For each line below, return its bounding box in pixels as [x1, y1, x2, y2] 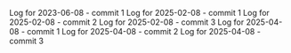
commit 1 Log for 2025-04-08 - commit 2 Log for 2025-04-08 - [26, 26, 261, 36]
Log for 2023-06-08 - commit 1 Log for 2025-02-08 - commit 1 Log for [9, 8, 270, 18]
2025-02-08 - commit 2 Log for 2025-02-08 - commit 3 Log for [9, 17, 245, 27]
